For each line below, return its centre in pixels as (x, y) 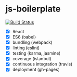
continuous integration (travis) (42, 64)
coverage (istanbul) (32, 59)
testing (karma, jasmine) (36, 53)
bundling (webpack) (32, 42)
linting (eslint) (26, 48)
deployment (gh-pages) (36, 70)
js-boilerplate (33, 9)
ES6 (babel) (24, 37)
